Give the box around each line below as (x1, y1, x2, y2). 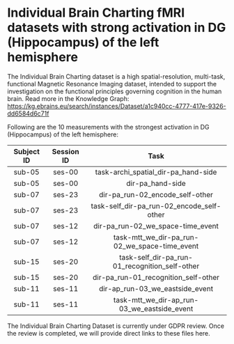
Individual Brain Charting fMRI (7, 5, 185, 21)
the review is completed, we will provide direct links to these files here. (7, 329, 210, 337)
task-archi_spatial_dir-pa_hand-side (95, 167, 217, 177)
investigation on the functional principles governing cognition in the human (7, 87, 222, 95)
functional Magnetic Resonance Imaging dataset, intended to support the (7, 79, 217, 88)
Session (52, 146, 79, 156)
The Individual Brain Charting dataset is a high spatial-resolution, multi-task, (7, 72, 226, 81)
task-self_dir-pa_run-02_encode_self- (91, 201, 221, 210)
